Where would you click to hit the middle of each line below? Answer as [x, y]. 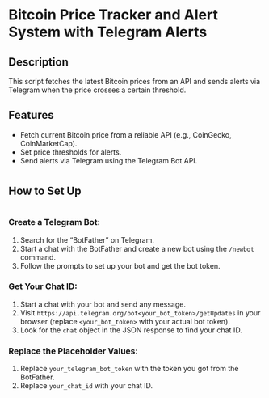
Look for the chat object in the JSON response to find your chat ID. [131, 330]
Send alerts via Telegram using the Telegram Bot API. [109, 160]
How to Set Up [45, 191]
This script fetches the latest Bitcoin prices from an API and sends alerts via [134, 81]
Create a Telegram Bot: [55, 222]
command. [38, 257]
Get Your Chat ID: [43, 286]
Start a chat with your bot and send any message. [103, 304]
